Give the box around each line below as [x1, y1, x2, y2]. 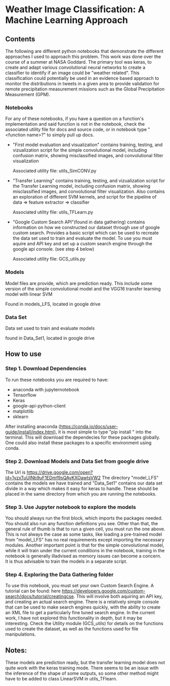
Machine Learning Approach [5, 14, 128, 26]
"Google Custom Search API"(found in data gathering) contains [12, 219, 146, 225]
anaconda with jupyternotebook [12, 386, 80, 392]
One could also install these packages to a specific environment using [5, 439, 152, 446]
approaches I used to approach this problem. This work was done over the [5, 53, 161, 60]
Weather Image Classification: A [5, 4, 145, 15]
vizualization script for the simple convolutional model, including [12, 147, 147, 153]
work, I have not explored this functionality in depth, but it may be [5, 615, 143, 621]
